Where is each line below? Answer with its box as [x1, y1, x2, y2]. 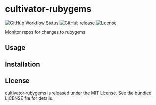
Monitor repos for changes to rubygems [5, 29, 86, 35]
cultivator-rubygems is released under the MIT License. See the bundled [5, 90, 152, 96]
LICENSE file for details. [5, 95, 53, 101]
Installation [5, 60, 40, 68]
